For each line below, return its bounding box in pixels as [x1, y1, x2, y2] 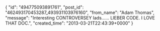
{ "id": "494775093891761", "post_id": [5, 4, 84, 10]
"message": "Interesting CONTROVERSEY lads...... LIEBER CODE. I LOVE [5, 15, 155, 20]
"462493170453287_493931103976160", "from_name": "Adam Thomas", [5, 9, 155, 15]
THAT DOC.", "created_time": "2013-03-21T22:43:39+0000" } [5, 20, 133, 26]
